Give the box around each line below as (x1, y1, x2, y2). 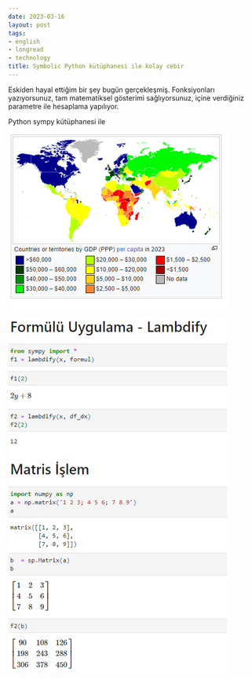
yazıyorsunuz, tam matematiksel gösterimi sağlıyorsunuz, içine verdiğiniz (8, 93, 245, 102)
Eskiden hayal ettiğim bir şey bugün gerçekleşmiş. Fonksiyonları (8, 85, 215, 94)
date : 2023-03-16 (8, 13, 65, 20)
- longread (8, 46, 44, 54)
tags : (8, 29, 26, 37)
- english (8, 38, 41, 46)
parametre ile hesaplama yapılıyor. (8, 101, 119, 111)
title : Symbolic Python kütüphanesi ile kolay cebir (8, 63, 184, 71)
